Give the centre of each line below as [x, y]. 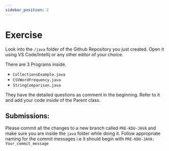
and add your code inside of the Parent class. [53, 100]
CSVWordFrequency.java [37, 80]
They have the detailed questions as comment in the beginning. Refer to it [83, 95]
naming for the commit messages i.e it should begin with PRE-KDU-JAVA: [80, 139]
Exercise [24, 35]
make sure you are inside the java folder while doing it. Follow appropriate [83, 134]
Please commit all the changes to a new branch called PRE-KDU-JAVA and [81, 128]
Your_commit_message [27, 144]
